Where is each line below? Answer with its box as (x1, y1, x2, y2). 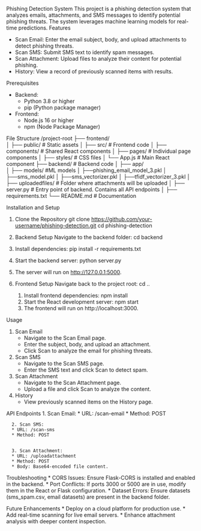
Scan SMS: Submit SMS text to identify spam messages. (14, 49, 155, 56)
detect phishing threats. (14, 42, 74, 49)
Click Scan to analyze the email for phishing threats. (23, 347, 153, 354)
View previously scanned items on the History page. (23, 398, 153, 405)
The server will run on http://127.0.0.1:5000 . (14, 269, 122, 275)
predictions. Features (18, 24, 71, 31)
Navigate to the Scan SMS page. (23, 360, 104, 367)
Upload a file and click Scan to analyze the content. (23, 385, 151, 393)
